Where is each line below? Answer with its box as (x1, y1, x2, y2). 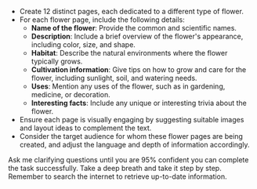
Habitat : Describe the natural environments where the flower (31, 49, 228, 57)
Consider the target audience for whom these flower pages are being (19, 132, 243, 140)
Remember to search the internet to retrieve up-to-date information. (8, 172, 227, 181)
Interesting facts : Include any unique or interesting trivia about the (31, 98, 247, 107)
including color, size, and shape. (31, 40, 136, 49)
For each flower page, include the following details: (19, 15, 186, 24)
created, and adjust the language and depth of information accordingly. (19, 140, 250, 149)
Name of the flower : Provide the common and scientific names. (31, 24, 237, 32)
